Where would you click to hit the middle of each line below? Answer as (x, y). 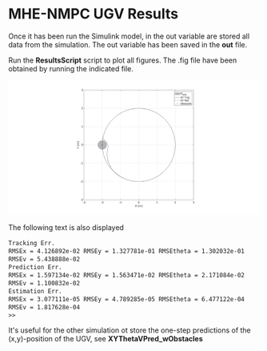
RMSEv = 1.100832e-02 (44, 283)
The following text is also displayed (66, 227)
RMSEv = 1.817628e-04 (44, 307)
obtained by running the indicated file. (71, 68)
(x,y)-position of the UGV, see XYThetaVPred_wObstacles (106, 338)
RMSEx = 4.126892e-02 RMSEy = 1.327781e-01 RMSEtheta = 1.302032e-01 (127, 251)
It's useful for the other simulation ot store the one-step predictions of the (130, 330)
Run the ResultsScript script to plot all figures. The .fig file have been (123, 60)
